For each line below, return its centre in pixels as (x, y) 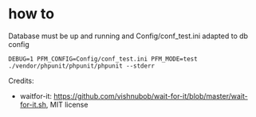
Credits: (21, 80)
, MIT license (67, 104)
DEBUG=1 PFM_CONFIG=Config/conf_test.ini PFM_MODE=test (103, 59)
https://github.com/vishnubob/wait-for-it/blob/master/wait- (151, 96)
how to (31, 14)
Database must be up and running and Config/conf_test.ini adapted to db (128, 36)
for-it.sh (33, 104)
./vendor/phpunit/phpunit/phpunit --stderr (82, 66)
